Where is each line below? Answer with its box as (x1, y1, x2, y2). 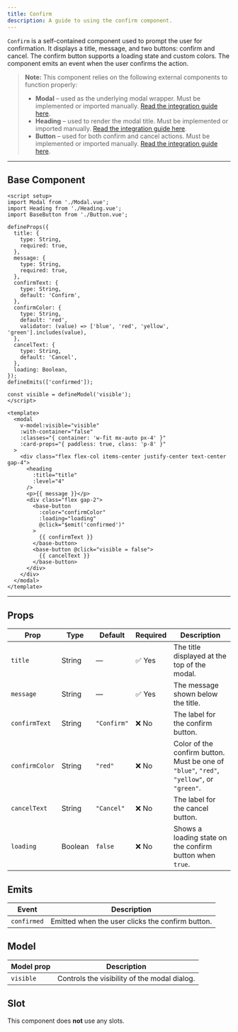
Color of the (173, 739, 214, 748)
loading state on (173, 833, 227, 843)
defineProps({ (7, 224, 50, 231)
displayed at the (173, 651, 227, 661)
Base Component (7, 174, 86, 186)
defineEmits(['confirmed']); (7, 378, 93, 386)
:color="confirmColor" (38, 509, 106, 516)
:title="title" (33, 472, 78, 479)
